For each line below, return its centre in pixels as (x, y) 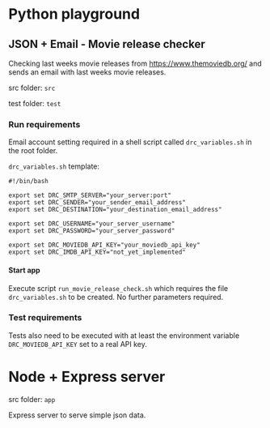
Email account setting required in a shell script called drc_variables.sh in (130, 142)
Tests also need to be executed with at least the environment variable (124, 335)
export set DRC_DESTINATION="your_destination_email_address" (115, 210)
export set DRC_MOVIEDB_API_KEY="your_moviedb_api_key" (104, 245)
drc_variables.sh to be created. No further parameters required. (116, 297)
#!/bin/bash (28, 182)
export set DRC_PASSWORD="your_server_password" (92, 231)
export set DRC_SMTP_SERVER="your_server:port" (90, 195)
